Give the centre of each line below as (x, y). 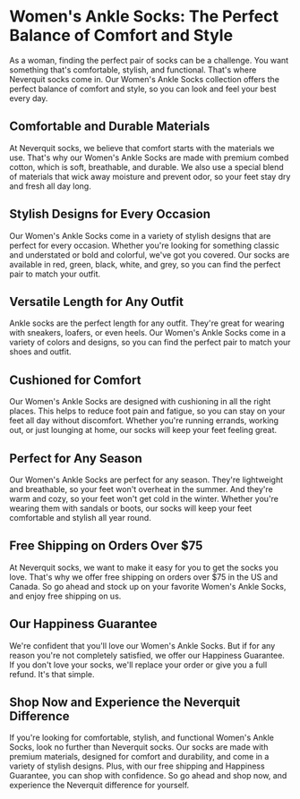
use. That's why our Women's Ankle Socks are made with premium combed (149, 157)
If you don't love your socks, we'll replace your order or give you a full (138, 665)
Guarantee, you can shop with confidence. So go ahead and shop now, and (148, 776)
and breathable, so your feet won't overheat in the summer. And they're (141, 489)
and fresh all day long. (50, 186)
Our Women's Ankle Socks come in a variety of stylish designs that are (140, 235)
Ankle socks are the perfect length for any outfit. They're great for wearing (147, 323)
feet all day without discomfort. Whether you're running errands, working (144, 421)
